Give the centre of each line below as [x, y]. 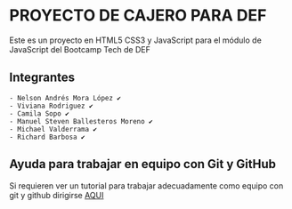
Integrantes [42, 78]
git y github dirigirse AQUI [57, 195]
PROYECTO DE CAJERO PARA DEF [138, 16]
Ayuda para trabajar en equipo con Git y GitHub [142, 164]
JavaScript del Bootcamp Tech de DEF [80, 49]
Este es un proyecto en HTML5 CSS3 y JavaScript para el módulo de [136, 40]
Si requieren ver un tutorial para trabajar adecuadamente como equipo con [146, 185]
